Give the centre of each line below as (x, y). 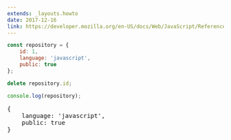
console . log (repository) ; (44, 96)
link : (15, 26)
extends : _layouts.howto (43, 13)
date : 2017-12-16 (32, 20)
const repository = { (38, 46)
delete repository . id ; (40, 83)
